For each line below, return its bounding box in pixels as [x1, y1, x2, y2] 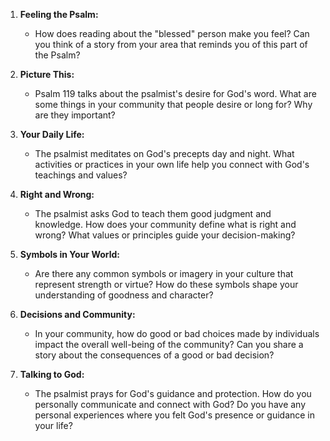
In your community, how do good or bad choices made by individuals [34, 328, 320, 339]
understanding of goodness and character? [34, 289, 214, 301]
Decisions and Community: [19, 309, 136, 320]
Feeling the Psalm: [19, 9, 99, 20]
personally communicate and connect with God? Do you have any [34, 399, 307, 410]
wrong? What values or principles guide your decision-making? [34, 229, 296, 241]
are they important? [34, 109, 116, 121]
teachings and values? [34, 169, 128, 181]
